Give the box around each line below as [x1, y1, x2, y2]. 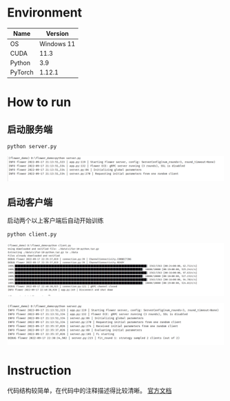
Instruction [7, 363, 72, 378]
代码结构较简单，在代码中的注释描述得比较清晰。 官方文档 [7, 387, 172, 395]
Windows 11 [39, 39, 76, 48]
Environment [7, 5, 83, 21]
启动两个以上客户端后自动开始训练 [7, 216, 104, 225]
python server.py [7, 143, 57, 150]
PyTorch [10, 68, 34, 76]
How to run [7, 94, 72, 110]
